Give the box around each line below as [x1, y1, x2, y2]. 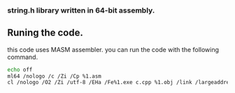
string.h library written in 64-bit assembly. [7, 6, 155, 15]
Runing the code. [7, 27, 84, 39]
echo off [7, 66, 33, 73]
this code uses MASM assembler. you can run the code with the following [7, 45, 219, 53]
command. [7, 53, 38, 61]
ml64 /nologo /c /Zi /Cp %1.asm [7, 72, 101, 80]
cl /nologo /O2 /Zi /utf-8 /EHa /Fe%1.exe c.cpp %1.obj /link [7, 79, 192, 86]
